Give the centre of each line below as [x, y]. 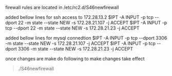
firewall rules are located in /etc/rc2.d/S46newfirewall [62, 7]
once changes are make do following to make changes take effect [75, 59]
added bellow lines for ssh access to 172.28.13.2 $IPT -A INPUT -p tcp [80, 17]
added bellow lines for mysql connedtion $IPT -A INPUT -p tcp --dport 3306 [86, 38]
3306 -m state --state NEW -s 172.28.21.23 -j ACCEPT [75, 49]
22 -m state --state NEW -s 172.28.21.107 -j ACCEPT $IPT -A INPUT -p [92, 23]
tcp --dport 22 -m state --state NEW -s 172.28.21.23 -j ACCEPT [72, 28]
